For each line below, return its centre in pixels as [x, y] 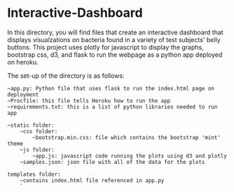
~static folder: [31, 125]
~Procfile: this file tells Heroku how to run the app [89, 101]
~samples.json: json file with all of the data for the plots [112, 162]
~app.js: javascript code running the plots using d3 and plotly [130, 156]
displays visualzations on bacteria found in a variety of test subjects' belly [114, 39]
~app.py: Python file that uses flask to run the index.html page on [111, 88]
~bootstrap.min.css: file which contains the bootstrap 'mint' [126, 137]
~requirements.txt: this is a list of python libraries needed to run [112, 107]
